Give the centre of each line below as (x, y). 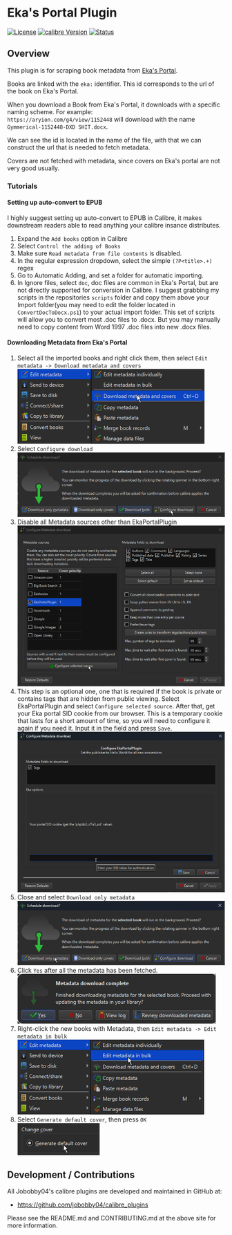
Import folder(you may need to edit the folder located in (96, 304)
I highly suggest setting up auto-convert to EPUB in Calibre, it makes (105, 218)
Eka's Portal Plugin (62, 13)
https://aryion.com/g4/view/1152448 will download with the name (101, 119)
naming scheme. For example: (50, 111)
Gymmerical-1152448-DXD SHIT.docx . (58, 127)
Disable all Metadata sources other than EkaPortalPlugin (97, 522)
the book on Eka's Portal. (43, 91)
